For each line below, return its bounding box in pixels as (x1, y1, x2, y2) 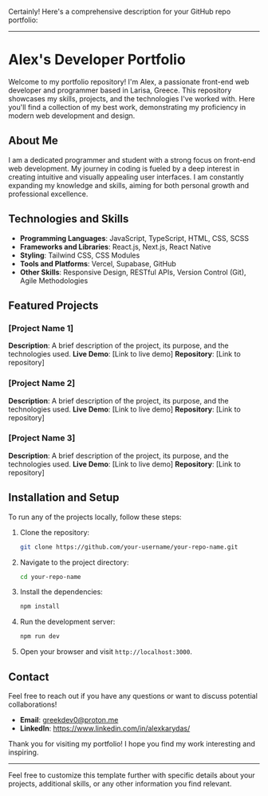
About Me (8, 134, 58, 148)
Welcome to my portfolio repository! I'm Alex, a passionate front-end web (8, 77, 250, 86)
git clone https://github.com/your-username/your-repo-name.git (19, 542, 238, 551)
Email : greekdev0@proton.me (19, 715, 119, 724)
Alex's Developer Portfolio (8, 51, 186, 69)
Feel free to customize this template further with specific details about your (8, 770, 255, 780)
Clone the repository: (19, 527, 90, 537)
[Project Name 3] (8, 432, 76, 443)
